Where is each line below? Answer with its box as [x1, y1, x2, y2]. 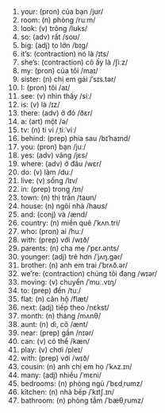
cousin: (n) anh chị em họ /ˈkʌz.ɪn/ [20, 362, 132, 371]
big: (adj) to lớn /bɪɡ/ [20, 41, 89, 50]
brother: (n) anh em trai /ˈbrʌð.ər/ [20, 260, 129, 270]
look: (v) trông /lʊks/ [20, 24, 88, 33]
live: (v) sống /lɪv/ [20, 176, 79, 185]
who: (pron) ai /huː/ [20, 227, 84, 236]
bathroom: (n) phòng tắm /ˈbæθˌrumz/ [20, 395, 144, 405]
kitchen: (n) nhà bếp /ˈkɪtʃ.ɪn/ [20, 388, 114, 396]
